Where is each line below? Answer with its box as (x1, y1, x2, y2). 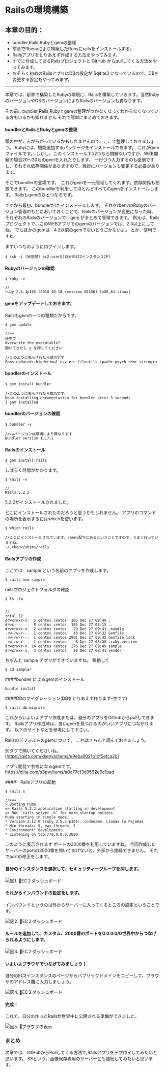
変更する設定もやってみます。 (12, 77, 72, 82)
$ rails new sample (5, 577, 45, 582)
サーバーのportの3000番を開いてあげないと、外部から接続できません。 (5, 848, 149, 853)
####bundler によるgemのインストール (5, 676, 85, 682)
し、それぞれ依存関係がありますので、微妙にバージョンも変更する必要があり (5, 163, 160, 169)
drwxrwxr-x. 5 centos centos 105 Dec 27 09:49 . (5, 618, 111, 623)
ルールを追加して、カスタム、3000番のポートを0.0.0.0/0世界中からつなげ (5, 931, 157, 937)
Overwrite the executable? (5, 340, 60, 345)
